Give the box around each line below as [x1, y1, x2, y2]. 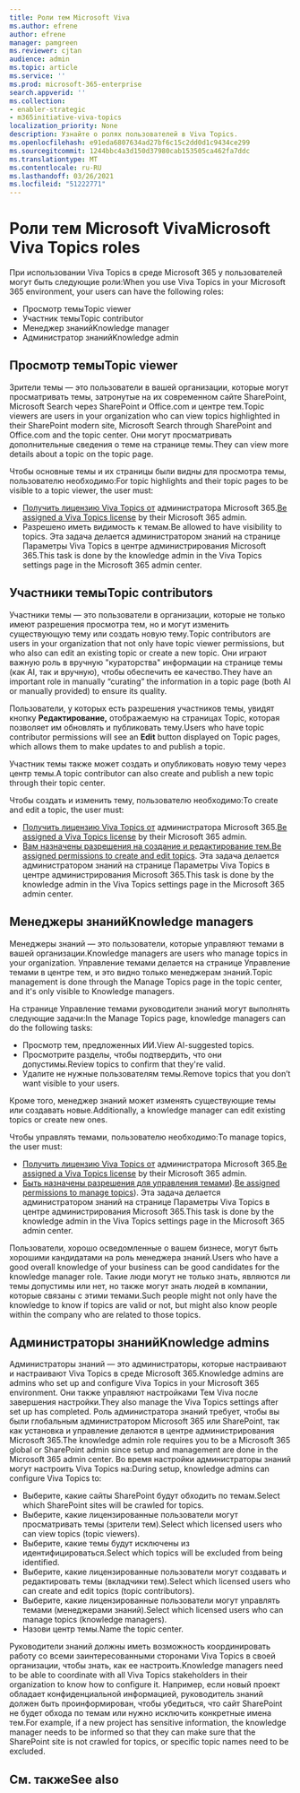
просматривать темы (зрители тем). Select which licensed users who [21, 1519, 283, 1529]
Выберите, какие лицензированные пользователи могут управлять [21, 1595, 280, 1606]
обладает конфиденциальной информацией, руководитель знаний [9, 1689, 264, 1700]
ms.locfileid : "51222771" [9, 180, 106, 189]
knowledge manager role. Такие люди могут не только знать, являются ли [9, 1270, 291, 1282]
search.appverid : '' [9, 88, 87, 97]
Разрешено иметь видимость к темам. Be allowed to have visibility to [21, 521, 282, 532]
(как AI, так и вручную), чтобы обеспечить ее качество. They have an [9, 666, 273, 677]
